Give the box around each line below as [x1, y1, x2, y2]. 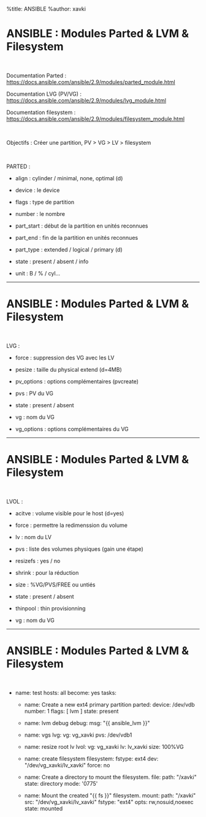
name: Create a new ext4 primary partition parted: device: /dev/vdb [24, 700, 195, 708]
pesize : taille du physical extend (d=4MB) [15, 366, 122, 373]
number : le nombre [15, 210, 66, 217]
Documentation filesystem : [6, 109, 76, 116]
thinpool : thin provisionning [15, 604, 86, 612]
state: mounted [24, 805, 63, 812]
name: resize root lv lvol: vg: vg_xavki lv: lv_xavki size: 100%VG [24, 743, 184, 750]
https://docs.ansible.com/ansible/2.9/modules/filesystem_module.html [6, 115, 185, 122]
